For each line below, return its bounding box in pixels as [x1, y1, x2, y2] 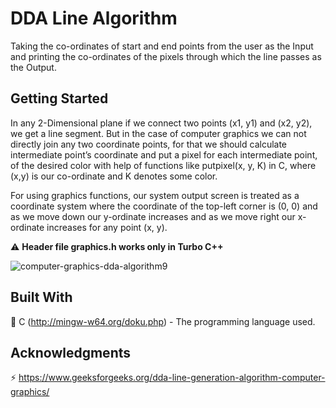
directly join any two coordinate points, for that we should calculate [10, 138, 288, 150]
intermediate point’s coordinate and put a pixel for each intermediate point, [10, 148, 318, 161]
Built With [10, 289, 73, 306]
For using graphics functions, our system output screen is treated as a [10, 189, 300, 201]
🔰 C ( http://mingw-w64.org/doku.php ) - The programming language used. [10, 315, 316, 327]
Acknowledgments [10, 344, 132, 361]
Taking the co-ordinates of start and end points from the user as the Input [10, 40, 314, 52]
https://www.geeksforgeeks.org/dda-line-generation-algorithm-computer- [18, 372, 326, 384]
